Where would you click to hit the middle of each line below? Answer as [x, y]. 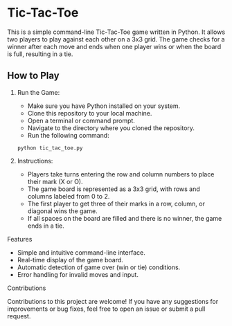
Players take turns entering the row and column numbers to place [121, 174]
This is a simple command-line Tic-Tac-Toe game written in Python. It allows [116, 32]
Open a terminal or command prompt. [81, 120]
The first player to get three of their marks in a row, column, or [116, 203]
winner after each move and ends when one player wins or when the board [114, 46]
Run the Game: [38, 92]
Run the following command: [68, 135]
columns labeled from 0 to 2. [69, 196]
